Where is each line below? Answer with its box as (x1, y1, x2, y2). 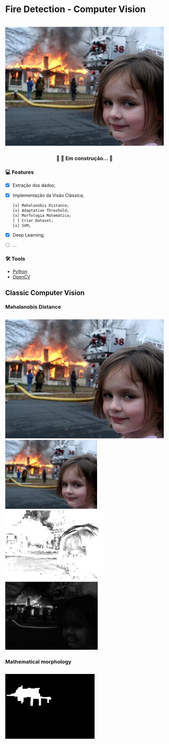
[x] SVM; (12, 223, 31, 228)
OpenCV (12, 274, 31, 280)
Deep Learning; (12, 232, 45, 238)
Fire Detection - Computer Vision (5, 4, 146, 15)
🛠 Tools (5, 255, 26, 262)
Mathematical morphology (5, 658, 72, 665)
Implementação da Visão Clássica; (12, 192, 84, 198)
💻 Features (5, 169, 34, 176)
